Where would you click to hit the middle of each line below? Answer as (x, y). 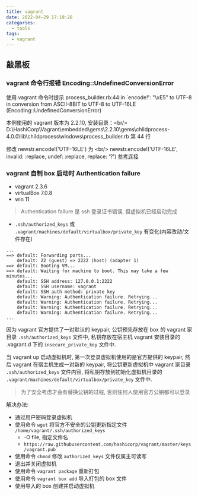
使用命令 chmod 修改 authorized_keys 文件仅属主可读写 (81, 456)
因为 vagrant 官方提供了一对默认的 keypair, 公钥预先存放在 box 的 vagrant (96, 329)
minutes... (20, 276)
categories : (21, 23)
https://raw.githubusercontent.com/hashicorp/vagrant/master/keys (107, 444)
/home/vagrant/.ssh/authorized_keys (60, 431)
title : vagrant (25, 12)
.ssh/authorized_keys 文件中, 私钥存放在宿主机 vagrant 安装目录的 (99, 337)
